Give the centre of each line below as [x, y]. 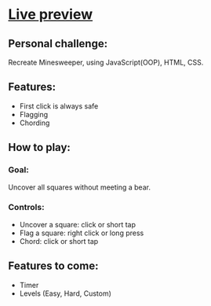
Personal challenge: [58, 44]
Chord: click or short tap [59, 241]
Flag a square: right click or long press [82, 233]
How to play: [39, 147]
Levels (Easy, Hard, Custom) [65, 293]
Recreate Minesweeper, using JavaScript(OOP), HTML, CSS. [106, 62]
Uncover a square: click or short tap [77, 224]
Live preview [51, 15]
